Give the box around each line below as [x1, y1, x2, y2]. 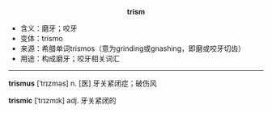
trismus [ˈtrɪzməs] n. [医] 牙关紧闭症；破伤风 [8, 78, 158, 88]
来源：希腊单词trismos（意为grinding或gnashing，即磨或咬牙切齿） [19, 44, 245, 53]
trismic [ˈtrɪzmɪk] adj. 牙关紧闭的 [8, 96, 117, 105]
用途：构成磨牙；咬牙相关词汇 [19, 54, 120, 63]
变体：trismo [19, 34, 63, 43]
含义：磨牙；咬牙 [19, 23, 78, 33]
